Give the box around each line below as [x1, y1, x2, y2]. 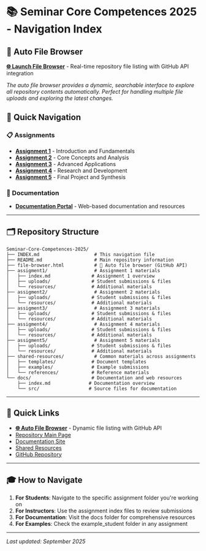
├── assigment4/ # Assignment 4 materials [6, 321, 161, 327]
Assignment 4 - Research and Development [15, 167, 128, 174]
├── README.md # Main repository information [6, 257, 174, 263]
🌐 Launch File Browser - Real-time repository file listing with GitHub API [6, 63, 189, 70]
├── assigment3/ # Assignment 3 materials [6, 305, 161, 311]
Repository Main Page [15, 431, 72, 438]
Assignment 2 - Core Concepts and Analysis [15, 154, 129, 161]
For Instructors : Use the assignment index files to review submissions [15, 507, 193, 515]
